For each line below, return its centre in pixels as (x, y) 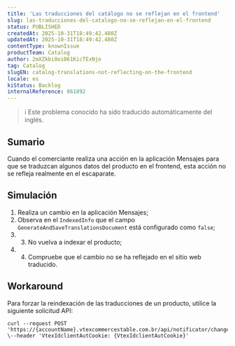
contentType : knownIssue (43, 46)
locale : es (23, 79)
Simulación (32, 195)
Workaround (35, 286)
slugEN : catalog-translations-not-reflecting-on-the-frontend (100, 72)
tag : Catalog (26, 66)
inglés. (34, 120)
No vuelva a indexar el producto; (75, 242)
